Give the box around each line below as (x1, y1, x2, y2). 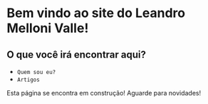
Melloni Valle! (6, 20, 89, 36)
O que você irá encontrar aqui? (6, 48, 147, 61)
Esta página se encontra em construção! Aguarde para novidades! (6, 89, 201, 97)
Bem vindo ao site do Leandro (6, 5, 186, 21)
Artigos (16, 76, 40, 83)
